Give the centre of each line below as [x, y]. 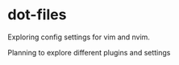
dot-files [37, 15]
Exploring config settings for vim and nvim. [79, 37]
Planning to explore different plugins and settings [89, 52]
